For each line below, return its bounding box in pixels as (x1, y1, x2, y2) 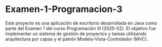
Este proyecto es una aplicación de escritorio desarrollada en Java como (5, 20, 157, 26)
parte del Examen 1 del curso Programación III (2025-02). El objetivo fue (5, 25, 156, 31)
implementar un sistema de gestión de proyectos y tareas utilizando (5, 30, 147, 36)
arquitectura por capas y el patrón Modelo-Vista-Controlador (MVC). (5, 36, 148, 42)
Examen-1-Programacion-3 (5, 3, 123, 15)
